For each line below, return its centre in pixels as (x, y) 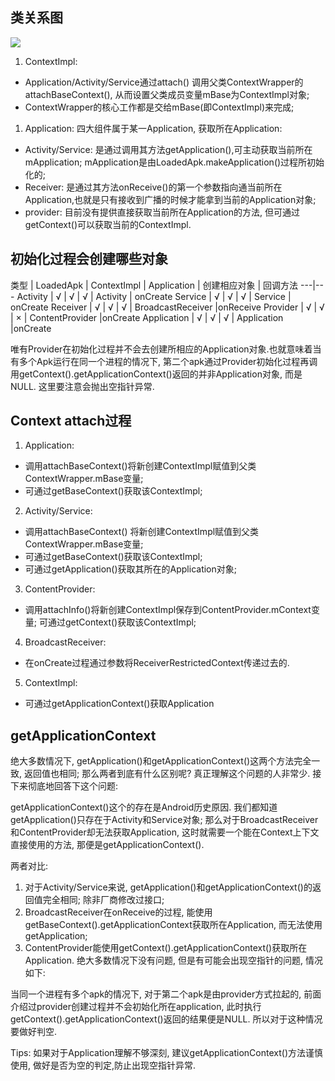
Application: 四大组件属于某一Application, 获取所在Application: (153, 128)
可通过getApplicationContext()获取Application (119, 704)
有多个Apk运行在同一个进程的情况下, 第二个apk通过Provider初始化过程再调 (164, 361)
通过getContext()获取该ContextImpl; (122, 622)
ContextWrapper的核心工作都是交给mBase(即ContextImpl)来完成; (159, 107)
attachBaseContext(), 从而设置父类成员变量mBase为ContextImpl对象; (167, 94)
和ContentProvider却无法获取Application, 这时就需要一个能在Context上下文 (165, 832)
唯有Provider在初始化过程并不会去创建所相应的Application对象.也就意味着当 (166, 349)
